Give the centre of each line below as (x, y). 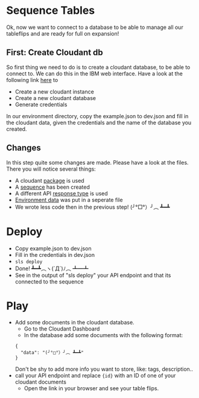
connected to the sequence (49, 282)
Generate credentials (41, 104)
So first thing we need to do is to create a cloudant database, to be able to (98, 67)
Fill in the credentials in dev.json (55, 254)
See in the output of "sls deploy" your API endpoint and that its (93, 275)
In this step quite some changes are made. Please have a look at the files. (97, 162)
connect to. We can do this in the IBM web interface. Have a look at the (94, 74)
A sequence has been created (52, 187)
